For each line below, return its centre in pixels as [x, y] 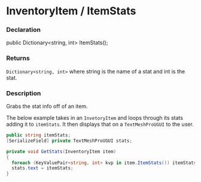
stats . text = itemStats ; [42, 168]
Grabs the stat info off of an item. [47, 107]
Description [24, 93]
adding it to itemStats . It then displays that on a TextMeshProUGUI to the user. [100, 125]
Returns [18, 58]
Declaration [23, 30]
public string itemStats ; [38, 135]
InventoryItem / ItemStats [71, 11]
